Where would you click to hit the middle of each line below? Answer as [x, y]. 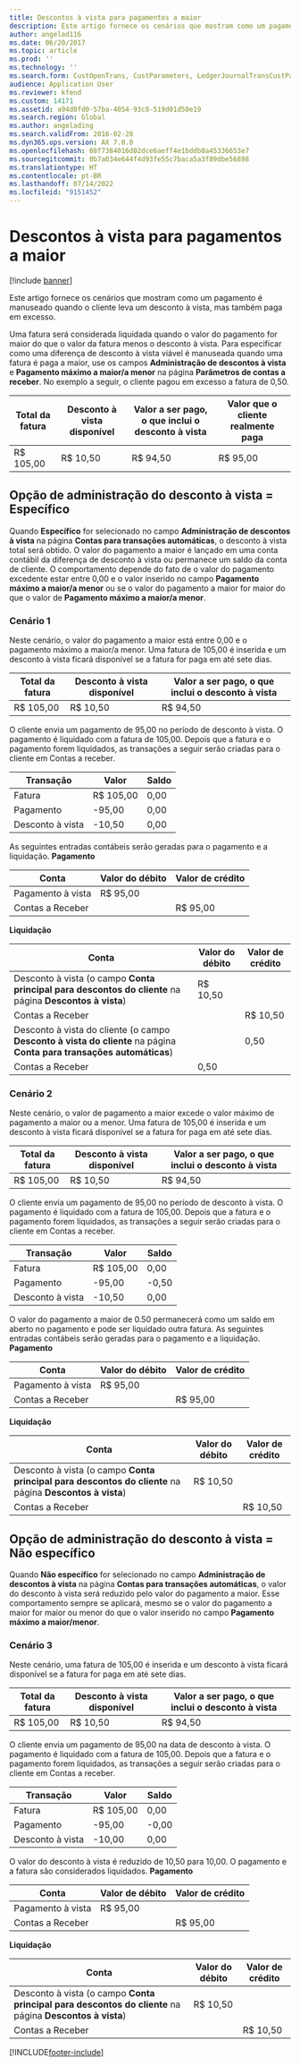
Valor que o [252, 404]
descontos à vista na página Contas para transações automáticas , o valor [148, 1584]
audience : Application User [62, 84]
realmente [252, 426]
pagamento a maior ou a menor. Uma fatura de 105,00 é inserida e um [138, 1123]
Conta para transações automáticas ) [94, 1053]
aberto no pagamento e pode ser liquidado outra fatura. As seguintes [136, 1329]
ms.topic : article [43, 51]
